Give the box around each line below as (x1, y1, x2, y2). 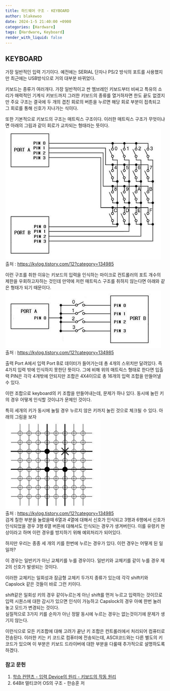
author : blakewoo (5, 13, 42, 19)
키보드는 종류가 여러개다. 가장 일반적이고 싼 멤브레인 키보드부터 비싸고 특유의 (5, 86, 157, 92)
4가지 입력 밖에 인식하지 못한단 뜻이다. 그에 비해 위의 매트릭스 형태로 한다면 (5, 366, 154, 373)
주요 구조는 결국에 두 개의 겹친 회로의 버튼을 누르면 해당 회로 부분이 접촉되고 (10, 98, 161, 104)
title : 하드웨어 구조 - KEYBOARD (5, 8, 70, 13)
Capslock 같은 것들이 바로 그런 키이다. (5, 581, 82, 587)
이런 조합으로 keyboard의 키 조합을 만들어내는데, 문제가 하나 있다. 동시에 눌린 (5, 390, 159, 396)
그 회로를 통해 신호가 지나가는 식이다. (5, 105, 79, 111)
